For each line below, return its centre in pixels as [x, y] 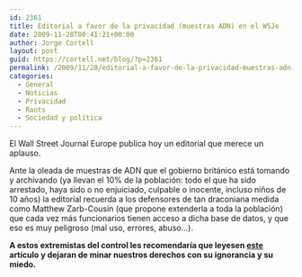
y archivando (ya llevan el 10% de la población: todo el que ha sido [133, 180]
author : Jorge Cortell [52, 43]
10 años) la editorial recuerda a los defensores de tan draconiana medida [144, 200]
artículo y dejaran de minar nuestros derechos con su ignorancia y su [142, 255]
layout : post [34, 51]
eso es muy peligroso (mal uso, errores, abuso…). [101, 228]
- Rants [32, 110]
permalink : [30, 68]
